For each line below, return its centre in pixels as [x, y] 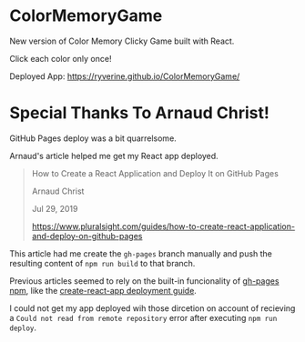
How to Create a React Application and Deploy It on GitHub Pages [155, 173]
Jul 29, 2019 [55, 208]
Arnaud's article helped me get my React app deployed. [114, 156]
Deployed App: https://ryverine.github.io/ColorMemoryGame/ [125, 76]
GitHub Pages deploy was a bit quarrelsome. [93, 138]
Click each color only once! [61, 58]
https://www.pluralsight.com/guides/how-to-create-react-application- [163, 226]
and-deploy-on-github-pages [87, 236]
